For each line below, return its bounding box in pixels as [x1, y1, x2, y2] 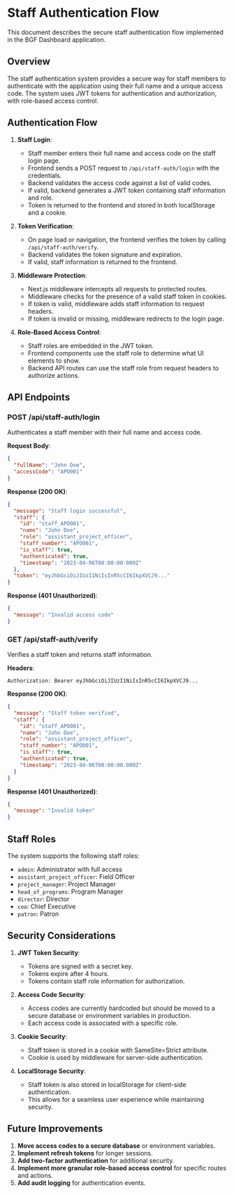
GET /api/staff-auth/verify [7, 634, 98, 644]
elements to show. [27, 356, 80, 365]
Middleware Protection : [17, 271, 87, 279]
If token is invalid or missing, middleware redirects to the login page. [27, 314, 225, 323]
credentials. [27, 171, 62, 180]
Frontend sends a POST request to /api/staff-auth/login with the [27, 163, 220, 172]
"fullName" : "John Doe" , [13, 462, 86, 469]
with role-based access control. [7, 96, 99, 105]
